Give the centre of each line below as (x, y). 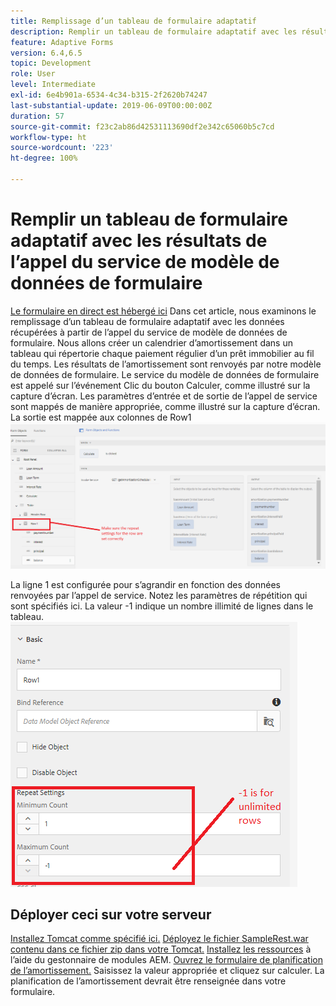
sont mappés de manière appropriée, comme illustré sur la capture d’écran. (165, 406)
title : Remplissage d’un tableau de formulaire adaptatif (133, 21)
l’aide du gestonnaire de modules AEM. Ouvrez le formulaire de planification (166, 960)
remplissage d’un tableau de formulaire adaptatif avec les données (147, 321)
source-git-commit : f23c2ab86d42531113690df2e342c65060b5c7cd (142, 126)
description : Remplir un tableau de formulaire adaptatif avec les (154, 31)
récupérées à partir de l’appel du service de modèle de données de (149, 332)
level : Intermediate (53, 85)
